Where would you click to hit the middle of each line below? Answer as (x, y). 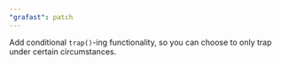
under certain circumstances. (63, 51)
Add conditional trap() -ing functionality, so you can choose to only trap (140, 42)
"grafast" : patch (41, 17)
